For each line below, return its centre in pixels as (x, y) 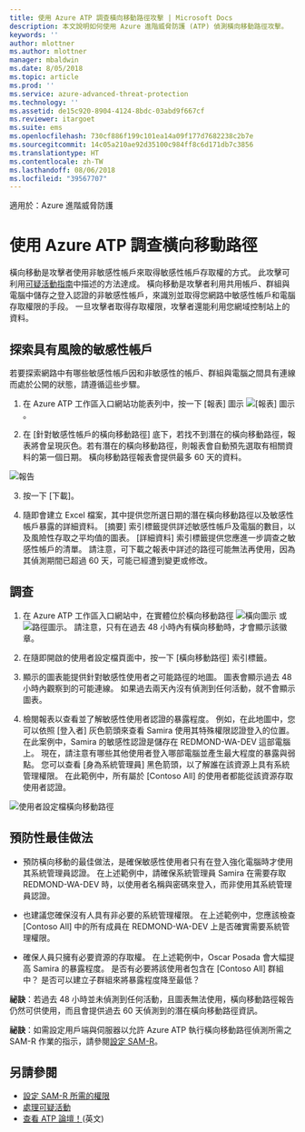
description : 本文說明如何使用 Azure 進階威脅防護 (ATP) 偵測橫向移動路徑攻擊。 (149, 26)
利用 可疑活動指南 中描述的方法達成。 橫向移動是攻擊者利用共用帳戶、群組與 (150, 284)
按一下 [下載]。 (50, 496)
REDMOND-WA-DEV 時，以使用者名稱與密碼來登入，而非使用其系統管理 (157, 884)
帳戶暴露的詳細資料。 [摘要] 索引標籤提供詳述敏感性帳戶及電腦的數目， (155, 526)
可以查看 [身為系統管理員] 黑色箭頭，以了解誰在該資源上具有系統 (169, 764)
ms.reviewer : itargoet (52, 119)
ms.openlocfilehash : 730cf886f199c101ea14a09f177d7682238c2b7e (132, 136)
